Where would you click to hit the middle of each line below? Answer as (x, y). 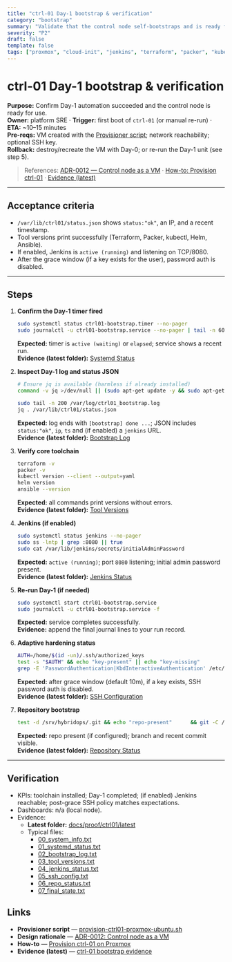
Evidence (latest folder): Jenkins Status (75, 576)
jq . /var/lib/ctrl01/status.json (67, 409)
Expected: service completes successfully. (78, 622)
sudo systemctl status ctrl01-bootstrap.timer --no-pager (102, 324)
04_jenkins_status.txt (68, 869)
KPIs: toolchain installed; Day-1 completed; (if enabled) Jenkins (107, 795)
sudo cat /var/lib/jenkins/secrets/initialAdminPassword (101, 549)
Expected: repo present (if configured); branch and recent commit (112, 735)
